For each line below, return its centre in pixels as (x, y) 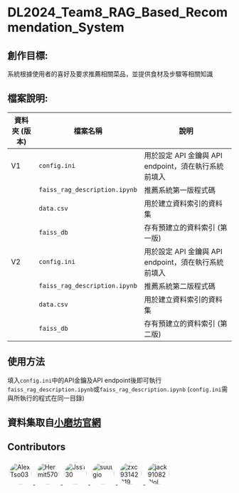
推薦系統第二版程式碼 (180, 286)
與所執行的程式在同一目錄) (46, 398)
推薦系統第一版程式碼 (180, 190)
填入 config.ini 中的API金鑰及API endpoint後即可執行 (85, 380)
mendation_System (66, 27)
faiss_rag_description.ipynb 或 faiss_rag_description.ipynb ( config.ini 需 (118, 389)
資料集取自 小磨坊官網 (54, 423)
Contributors (37, 447)
